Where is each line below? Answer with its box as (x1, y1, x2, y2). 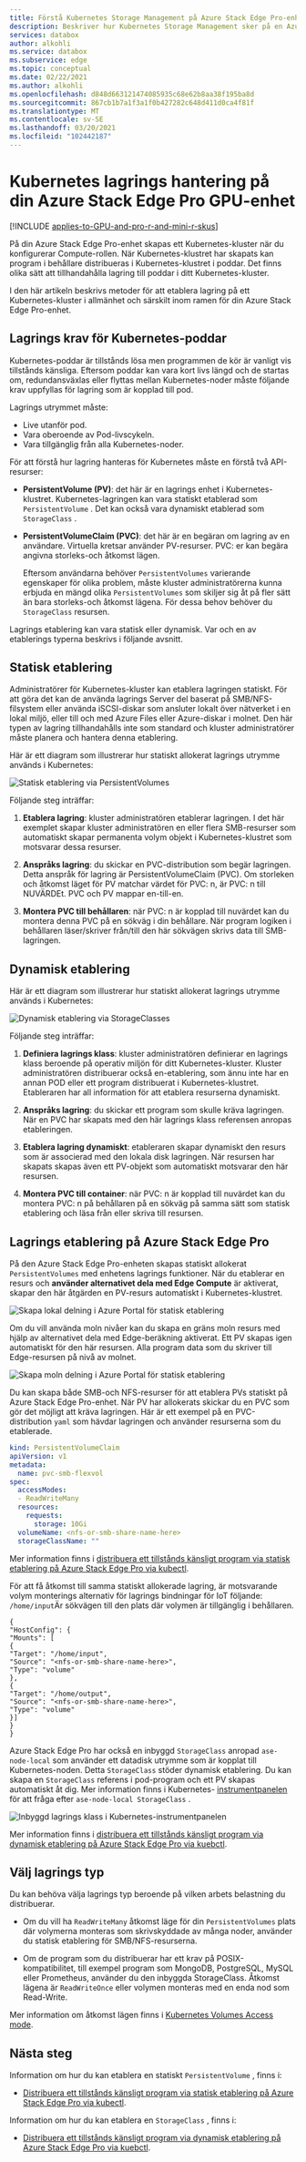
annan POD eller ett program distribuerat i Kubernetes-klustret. (22, 1077, 260, 1089)
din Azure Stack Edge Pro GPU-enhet (9, 190, 296, 211)
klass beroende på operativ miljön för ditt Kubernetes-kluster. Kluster (22, 1058, 282, 1069)
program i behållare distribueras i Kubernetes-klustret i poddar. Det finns (9, 257, 282, 269)
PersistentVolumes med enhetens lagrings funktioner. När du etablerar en (9, 1268, 285, 1279)
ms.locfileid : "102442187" (9, 132, 112, 141)
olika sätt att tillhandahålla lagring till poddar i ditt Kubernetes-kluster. (9, 267, 270, 278)
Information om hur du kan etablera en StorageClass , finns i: (9, 2115, 237, 2126)
